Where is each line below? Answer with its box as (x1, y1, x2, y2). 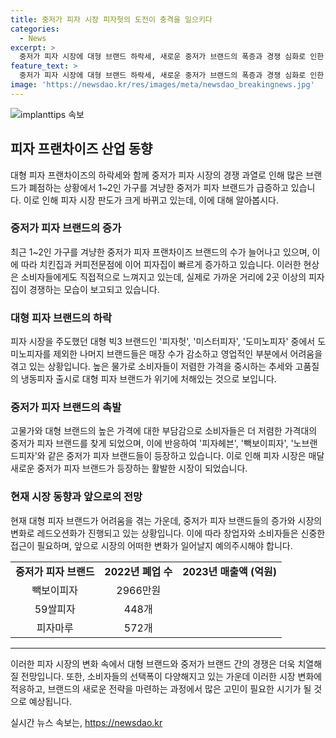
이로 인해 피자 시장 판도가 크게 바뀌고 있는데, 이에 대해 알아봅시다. (23, 194, 279, 206)
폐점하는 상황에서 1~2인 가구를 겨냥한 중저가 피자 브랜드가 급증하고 (28, 181, 289, 193)
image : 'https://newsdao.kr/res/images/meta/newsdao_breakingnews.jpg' (10, 80, 315, 90)
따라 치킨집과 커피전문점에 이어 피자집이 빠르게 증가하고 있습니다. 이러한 (20, 258, 302, 270)
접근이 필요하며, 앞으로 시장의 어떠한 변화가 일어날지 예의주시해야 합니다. (10, 539, 293, 551)
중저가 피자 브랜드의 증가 (10, 221, 122, 235)
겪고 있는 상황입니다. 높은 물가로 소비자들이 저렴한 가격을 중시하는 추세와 (10, 361, 293, 373)
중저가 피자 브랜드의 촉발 (10, 401, 122, 415)
